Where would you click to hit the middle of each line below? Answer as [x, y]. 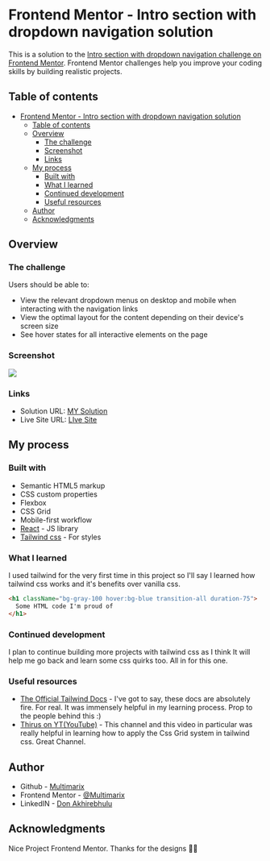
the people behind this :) [60, 716]
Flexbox [33, 502]
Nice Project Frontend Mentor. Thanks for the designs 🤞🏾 [103, 848]
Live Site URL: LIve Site [58, 420]
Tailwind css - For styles [60, 537]
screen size [39, 326]
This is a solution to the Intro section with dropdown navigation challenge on [135, 54]
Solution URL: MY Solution [64, 411]
